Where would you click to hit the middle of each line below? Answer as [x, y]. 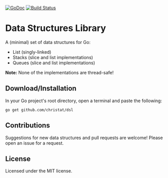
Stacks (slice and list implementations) [53, 57]
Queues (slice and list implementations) [54, 63]
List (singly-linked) [32, 52]
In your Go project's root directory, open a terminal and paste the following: [84, 101]
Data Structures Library [56, 28]
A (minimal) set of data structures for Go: [48, 42]
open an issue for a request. [35, 143]
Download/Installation [41, 88]
